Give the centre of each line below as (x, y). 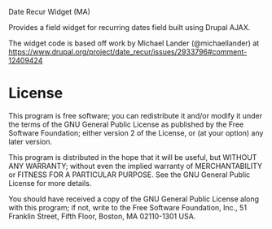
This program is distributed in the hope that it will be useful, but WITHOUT (133, 157)
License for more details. (50, 183)
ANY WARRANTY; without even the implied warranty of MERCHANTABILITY (136, 166)
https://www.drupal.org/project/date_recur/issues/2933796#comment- (128, 52)
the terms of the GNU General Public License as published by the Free (126, 124)
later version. (31, 141)
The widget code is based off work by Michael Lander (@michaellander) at (134, 43)
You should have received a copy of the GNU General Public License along (134, 199)
